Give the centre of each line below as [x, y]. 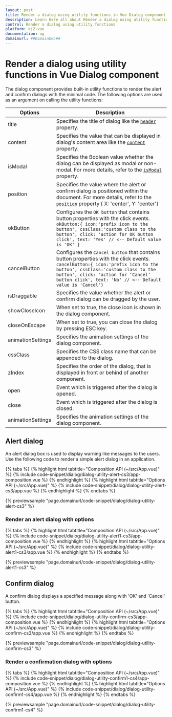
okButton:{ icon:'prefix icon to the [102, 224]
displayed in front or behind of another [102, 373]
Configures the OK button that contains [103, 212]
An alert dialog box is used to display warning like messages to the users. [83, 453]
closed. [65, 408]
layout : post [19, 10]
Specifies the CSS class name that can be [106, 351]
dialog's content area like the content [101, 142]
